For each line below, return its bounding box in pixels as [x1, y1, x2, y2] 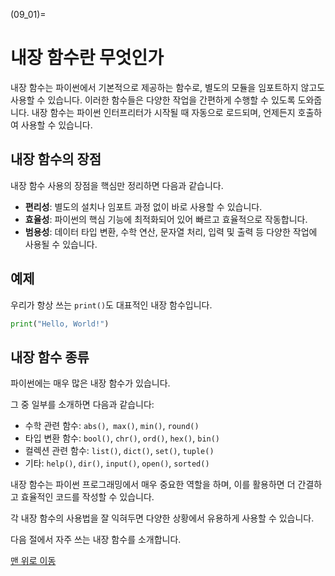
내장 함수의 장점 [10, 151, 102, 168]
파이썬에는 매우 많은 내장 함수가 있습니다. [10, 377, 171, 389]
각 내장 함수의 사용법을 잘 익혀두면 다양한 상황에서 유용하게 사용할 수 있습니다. [10, 512, 315, 524]
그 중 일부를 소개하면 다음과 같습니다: [10, 399, 155, 411]
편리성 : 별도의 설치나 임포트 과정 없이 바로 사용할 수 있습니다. [24, 200, 263, 213]
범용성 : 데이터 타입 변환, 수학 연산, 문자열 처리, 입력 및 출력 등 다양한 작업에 [24, 225, 318, 238]
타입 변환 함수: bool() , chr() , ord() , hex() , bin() [24, 432, 221, 444]
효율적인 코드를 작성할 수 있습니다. [20, 491, 155, 503]
